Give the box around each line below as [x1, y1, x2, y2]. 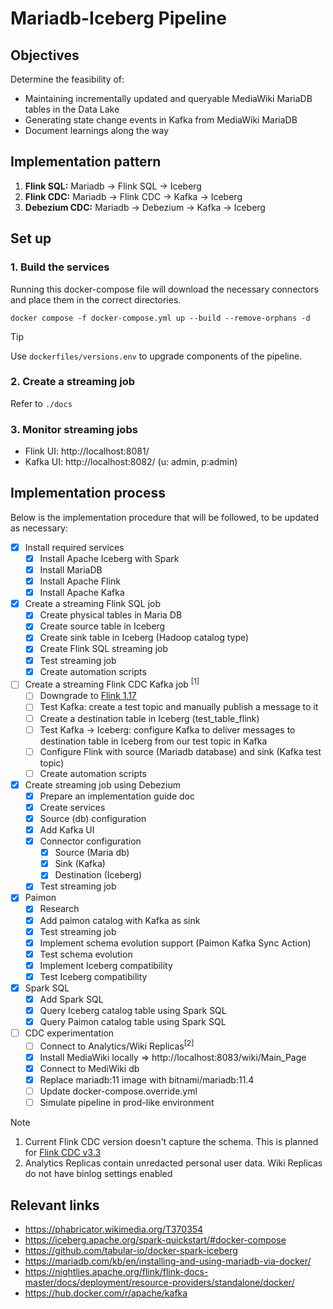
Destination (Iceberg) [54, 869, 143, 881]
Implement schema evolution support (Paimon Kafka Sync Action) [39, 937, 312, 949]
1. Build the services [10, 260, 110, 274]
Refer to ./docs [10, 397, 73, 409]
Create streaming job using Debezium [24, 778, 181, 791]
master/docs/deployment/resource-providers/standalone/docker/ [24, 1277, 295, 1289]
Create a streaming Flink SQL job [24, 598, 162, 610]
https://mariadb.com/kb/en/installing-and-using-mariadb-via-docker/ [24, 1255, 312, 1267]
